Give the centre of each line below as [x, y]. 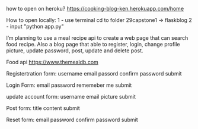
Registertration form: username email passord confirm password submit [94, 73]
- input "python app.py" [35, 26]
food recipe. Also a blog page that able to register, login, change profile [93, 44]
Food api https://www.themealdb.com [52, 62]
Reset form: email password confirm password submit [72, 119]
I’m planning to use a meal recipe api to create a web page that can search [97, 38]
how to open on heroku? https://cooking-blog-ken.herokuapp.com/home [95, 9]
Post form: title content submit [43, 108]
